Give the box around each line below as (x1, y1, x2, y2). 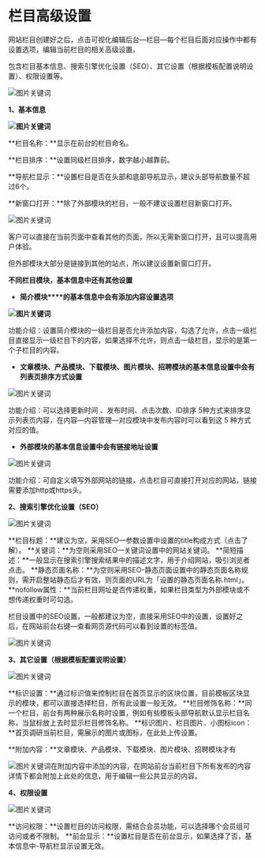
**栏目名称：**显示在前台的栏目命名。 (8, 138, 133, 147)
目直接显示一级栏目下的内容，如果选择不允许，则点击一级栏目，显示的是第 (8, 335, 250, 345)
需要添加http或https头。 (8, 485, 87, 494)
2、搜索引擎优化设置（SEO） (8, 502, 103, 511)
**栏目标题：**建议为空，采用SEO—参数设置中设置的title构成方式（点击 (8, 535, 242, 545)
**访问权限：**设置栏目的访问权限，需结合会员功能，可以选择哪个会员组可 (8, 821, 251, 830)
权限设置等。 (24, 71, 67, 80)
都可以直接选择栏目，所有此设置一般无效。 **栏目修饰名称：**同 (42, 698, 252, 707)
